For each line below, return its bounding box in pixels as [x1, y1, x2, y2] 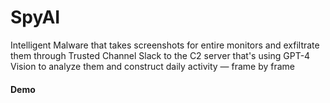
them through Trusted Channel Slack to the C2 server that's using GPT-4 [10, 49, 311, 61]
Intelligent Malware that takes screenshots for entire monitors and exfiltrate [10, 39, 320, 51]
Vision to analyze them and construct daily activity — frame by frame [10, 60, 296, 72]
